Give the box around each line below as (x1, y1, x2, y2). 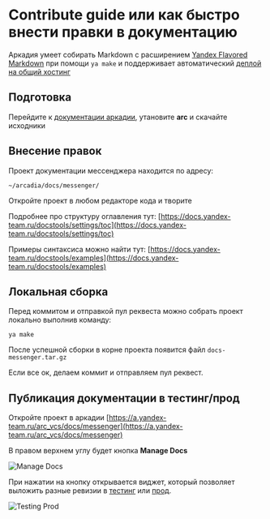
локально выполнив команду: (8, 315, 112, 325)
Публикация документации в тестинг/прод (8, 391, 241, 405)
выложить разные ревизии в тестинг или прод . (8, 486, 172, 495)
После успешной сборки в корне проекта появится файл (8, 345, 206, 354)
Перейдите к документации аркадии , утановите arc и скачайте (8, 112, 228, 122)
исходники (8, 120, 46, 131)
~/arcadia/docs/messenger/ (8, 181, 100, 190)
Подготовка (8, 91, 71, 105)
